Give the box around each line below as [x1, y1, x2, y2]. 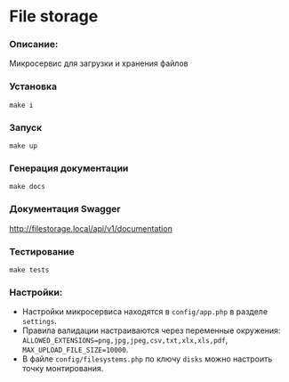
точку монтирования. [21, 363, 104, 374]
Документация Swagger [9, 203, 121, 215]
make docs [9, 183, 46, 191]
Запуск [9, 121, 43, 134]
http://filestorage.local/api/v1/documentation [9, 223, 173, 233]
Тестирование [9, 245, 76, 257]
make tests [9, 265, 50, 274]
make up [9, 142, 38, 150]
